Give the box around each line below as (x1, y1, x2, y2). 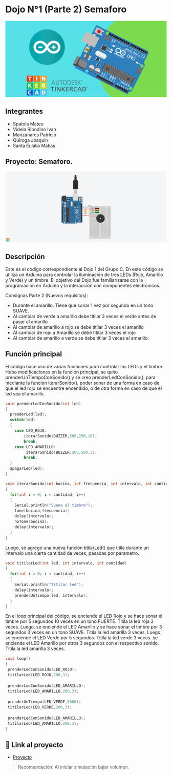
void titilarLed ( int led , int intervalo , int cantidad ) (5, 560, 127, 565)
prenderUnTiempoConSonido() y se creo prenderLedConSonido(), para (5, 374, 156, 380)
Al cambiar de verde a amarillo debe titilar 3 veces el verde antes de (12, 313, 157, 319)
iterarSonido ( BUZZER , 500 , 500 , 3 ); (26, 450, 97, 455)
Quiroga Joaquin (12, 137, 48, 143)
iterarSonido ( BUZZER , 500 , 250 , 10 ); (24, 433, 97, 438)
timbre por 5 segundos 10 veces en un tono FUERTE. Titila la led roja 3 (5, 618, 154, 624)
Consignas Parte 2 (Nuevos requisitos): (5, 292, 88, 298)
